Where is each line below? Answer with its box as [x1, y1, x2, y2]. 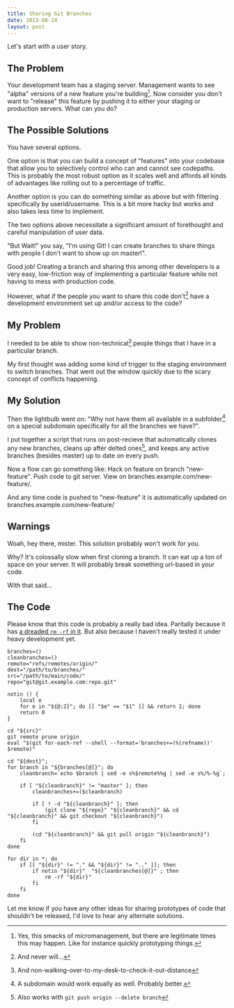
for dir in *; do [7, 855, 58, 862]
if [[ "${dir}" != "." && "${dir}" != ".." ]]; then [19, 861, 176, 868]
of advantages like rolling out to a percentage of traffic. [7, 178, 166, 187]
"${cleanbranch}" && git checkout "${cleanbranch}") [7, 812, 164, 819]
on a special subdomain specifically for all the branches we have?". [7, 422, 200, 431]
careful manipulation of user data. [7, 228, 104, 236]
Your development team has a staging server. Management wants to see [7, 81, 215, 89]
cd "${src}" [7, 727, 42, 734]
